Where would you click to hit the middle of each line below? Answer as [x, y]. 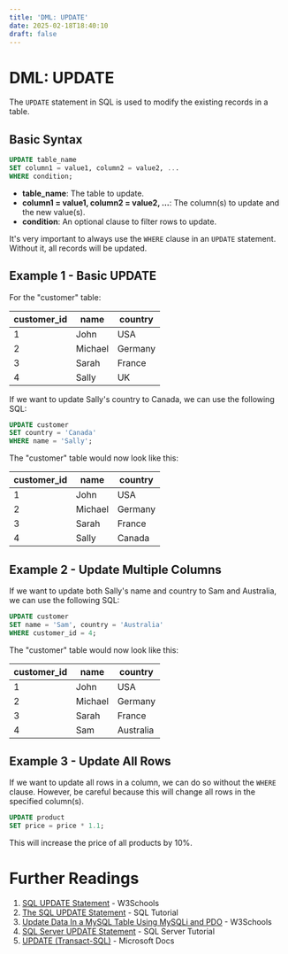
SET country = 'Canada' [53, 433]
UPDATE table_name [43, 160]
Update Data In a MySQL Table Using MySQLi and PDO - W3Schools [147, 922]
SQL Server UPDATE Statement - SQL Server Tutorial [118, 932]
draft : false [33, 34]
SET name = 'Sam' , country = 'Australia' [87, 624]
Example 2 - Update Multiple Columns [116, 569]
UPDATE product [37, 818]
